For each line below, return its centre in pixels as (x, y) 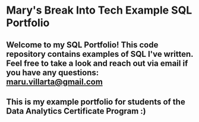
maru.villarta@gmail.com (54, 81)
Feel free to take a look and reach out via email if (97, 63)
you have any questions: (53, 73)
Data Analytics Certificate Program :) (76, 111)
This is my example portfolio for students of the (96, 102)
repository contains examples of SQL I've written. (100, 54)
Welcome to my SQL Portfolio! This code (82, 45)
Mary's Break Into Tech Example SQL (99, 10)
